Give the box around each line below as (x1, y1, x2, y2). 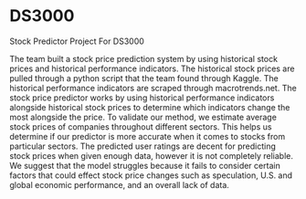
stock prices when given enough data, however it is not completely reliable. (9, 150, 294, 161)
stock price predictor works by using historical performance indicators (9, 92, 275, 103)
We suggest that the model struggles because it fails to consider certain (9, 160, 280, 171)
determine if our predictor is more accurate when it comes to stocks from (9, 131, 286, 141)
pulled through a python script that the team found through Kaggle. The (9, 72, 279, 83)
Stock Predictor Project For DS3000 (9, 36, 144, 47)
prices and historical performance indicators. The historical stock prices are (9, 63, 295, 74)
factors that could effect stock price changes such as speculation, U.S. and (9, 170, 293, 181)
